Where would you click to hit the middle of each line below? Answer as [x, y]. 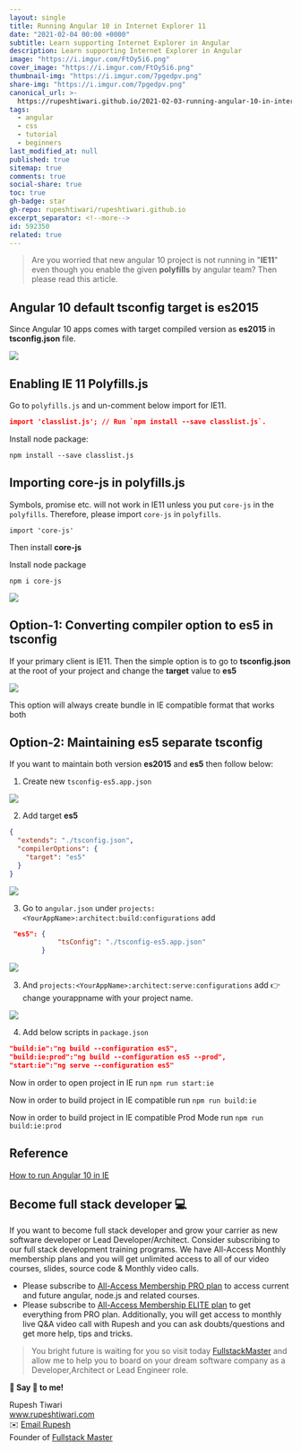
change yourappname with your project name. [107, 998]
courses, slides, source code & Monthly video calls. [104, 1269]
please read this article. [74, 279]
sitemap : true [36, 168]
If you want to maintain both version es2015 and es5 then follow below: [142, 764]
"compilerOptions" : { [58, 849]
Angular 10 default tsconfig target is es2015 [134, 308]
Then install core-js [46, 547]
